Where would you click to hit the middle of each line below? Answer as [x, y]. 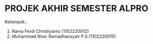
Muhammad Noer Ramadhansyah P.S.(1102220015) [64, 36]
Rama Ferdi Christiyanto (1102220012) [50, 31]
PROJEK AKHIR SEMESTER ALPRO [76, 8]
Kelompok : [16, 22]
